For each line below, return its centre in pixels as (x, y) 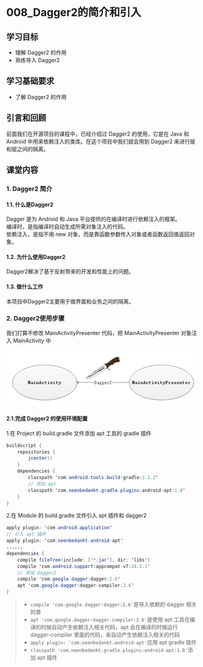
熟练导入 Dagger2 (37, 60)
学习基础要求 (30, 81)
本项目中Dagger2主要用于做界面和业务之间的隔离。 (70, 301)
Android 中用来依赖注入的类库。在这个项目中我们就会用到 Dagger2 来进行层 (101, 141)
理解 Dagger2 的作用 (41, 53)
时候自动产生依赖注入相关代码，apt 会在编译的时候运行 (109, 627)
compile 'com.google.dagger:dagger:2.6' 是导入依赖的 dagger (107, 604)
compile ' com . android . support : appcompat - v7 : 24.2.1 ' (84, 566)
